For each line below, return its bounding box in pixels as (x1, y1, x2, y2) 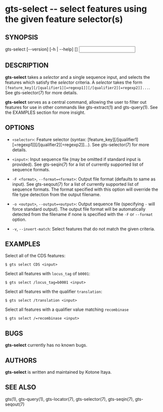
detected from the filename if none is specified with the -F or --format (12, 211, 153, 217)
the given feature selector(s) (5, 14, 123, 25)
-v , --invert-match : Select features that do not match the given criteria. (12, 226, 155, 232)
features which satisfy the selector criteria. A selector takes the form (5, 79, 143, 85)
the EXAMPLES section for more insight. (5, 109, 86, 115)
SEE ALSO (5, 383, 36, 392)
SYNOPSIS (5, 33, 38, 41)
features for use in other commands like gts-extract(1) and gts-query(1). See (5, 104, 158, 110)
